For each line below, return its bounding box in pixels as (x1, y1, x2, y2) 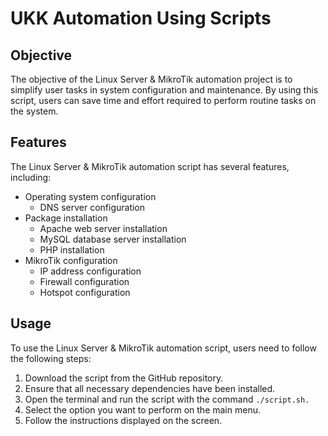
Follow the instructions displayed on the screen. (24, 414, 223, 426)
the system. (10, 105, 59, 117)
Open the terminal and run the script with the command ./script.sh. (24, 393, 310, 405)
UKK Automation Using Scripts (10, 7, 272, 30)
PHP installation (39, 243, 105, 256)
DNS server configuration (39, 201, 146, 213)
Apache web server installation (39, 222, 168, 234)
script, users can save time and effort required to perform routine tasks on (10, 95, 317, 106)
